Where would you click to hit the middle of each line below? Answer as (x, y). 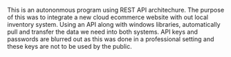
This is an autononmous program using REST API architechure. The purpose (116, 10)
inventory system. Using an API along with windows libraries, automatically (114, 24)
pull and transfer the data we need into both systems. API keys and (103, 32)
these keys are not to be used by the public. (70, 46)
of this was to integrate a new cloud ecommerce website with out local (108, 17)
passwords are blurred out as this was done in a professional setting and (111, 39)
